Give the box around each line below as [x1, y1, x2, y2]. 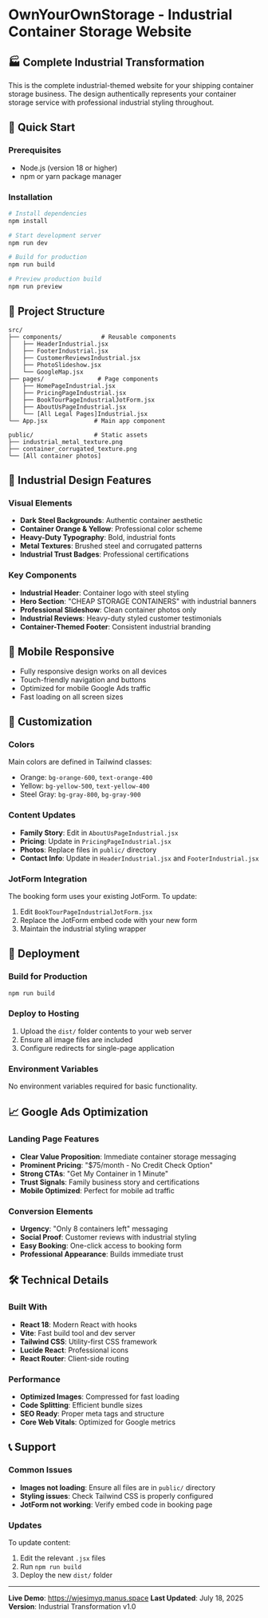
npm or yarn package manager [19, 171, 122, 181]
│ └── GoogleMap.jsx [8, 368, 84, 376]
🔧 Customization [8, 714, 93, 729]
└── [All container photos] [8, 452, 102, 460]
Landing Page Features [8, 1133, 100, 1145]
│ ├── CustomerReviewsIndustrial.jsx [8, 354, 141, 362]
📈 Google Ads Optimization [8, 1105, 149, 1119]
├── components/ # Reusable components [8, 333, 177, 341]
